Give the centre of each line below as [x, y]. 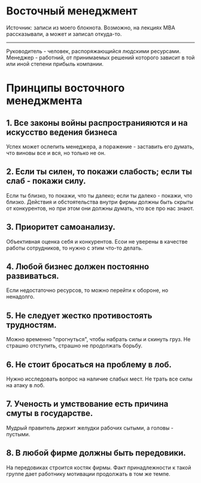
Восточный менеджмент [72, 11]
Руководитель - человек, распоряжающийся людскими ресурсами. [94, 51]
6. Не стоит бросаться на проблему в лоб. [89, 364]
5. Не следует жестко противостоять [79, 315]
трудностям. [31, 325]
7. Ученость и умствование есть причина [87, 404]
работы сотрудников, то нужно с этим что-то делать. [74, 248]
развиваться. [33, 276]
